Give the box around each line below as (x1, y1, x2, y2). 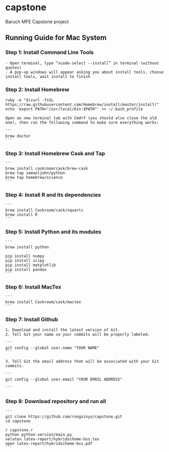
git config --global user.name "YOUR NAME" (5, 346, 100, 351)
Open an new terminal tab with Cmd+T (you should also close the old (5, 115, 157, 121)
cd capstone (5, 418, 31, 424)
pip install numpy (5, 253, 45, 258)
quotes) (5, 65, 22, 70)
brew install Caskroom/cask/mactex (5, 299, 81, 305)
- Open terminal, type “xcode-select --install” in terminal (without (5, 61, 159, 66)
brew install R (5, 212, 38, 217)
